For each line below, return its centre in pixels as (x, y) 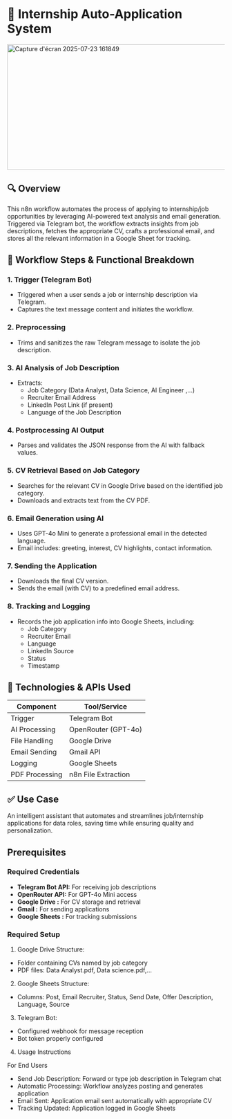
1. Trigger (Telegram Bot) (49, 280)
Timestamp (43, 665)
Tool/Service (106, 707)
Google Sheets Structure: (53, 984)
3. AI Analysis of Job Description (63, 367)
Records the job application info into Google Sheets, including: (106, 621)
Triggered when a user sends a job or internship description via (107, 295)
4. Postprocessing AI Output (56, 430)
